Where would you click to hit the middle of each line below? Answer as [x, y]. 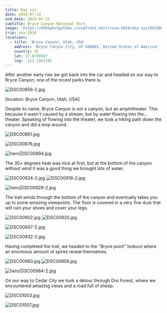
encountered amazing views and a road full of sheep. [60, 286]
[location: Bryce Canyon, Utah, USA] [42, 99]
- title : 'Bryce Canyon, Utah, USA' [47, 42]
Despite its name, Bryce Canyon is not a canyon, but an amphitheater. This [82, 109]
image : [12, 28]
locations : [16, 38]
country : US [26, 51]
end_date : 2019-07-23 [28, 19]
